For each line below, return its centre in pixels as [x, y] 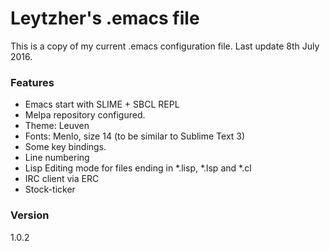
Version [30, 215]
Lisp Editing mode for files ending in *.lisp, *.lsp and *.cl [138, 168]
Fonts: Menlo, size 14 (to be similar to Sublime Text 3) [135, 136]
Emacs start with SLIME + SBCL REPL [102, 104]
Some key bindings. [65, 147]
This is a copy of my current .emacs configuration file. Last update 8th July [165, 46]
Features [32, 82]
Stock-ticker [50, 189]
